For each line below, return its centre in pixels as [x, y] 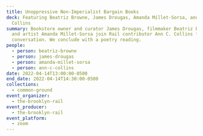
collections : [23, 85]
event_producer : [27, 107]
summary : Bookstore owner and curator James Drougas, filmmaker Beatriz [100, 29]
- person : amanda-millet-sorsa [51, 62]
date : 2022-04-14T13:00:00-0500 [47, 73]
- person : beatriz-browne [44, 51]
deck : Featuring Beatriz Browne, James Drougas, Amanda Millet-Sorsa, [97, 17]
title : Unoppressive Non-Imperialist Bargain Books [72, 12]
